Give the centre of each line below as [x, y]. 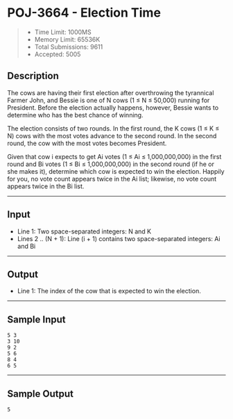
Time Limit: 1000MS [63, 32]
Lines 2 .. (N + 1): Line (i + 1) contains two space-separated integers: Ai [119, 238]
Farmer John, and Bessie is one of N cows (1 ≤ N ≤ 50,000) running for [109, 100]
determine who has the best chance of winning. [75, 115]
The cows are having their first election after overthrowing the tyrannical [111, 92]
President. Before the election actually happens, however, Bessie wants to [113, 107]
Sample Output [41, 394]
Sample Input [36, 319]
